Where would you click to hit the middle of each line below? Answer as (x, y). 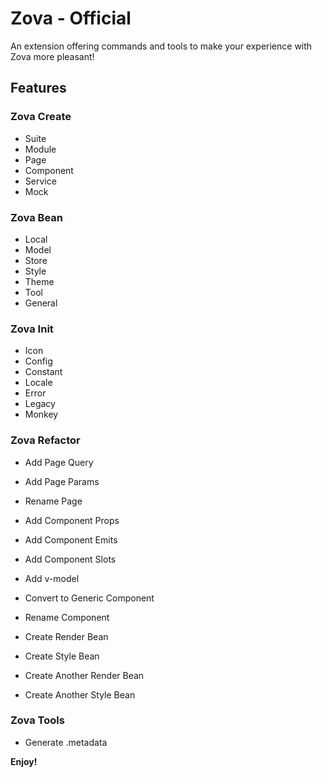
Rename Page (53, 501)
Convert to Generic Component (89, 598)
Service (40, 181)
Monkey (41, 414)
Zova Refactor (45, 440)
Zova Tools (37, 720)
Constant (43, 372)
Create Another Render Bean (84, 675)
